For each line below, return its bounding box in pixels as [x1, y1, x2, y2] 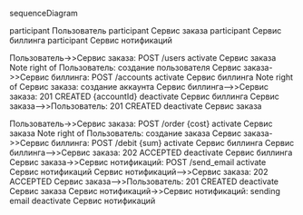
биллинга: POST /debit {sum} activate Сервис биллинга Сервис [51, 138, 295, 148]
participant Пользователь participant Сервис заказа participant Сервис [9, 25, 282, 35]
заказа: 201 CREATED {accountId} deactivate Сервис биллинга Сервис [9, 91, 279, 102]
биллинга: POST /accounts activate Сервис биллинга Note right [51, 72, 293, 83]
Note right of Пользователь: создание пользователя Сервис [9, 63, 242, 73]
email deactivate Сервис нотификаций [9, 195, 156, 206]
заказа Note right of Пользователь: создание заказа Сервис [9, 128, 242, 139]
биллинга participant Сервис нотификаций [9, 35, 172, 45]
